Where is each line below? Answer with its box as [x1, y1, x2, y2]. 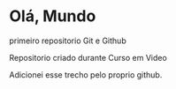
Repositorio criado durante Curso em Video [9, 52, 168, 63]
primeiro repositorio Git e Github [9, 35, 126, 46]
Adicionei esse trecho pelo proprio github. [9, 69, 163, 80]
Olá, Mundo [9, 6, 96, 26]
